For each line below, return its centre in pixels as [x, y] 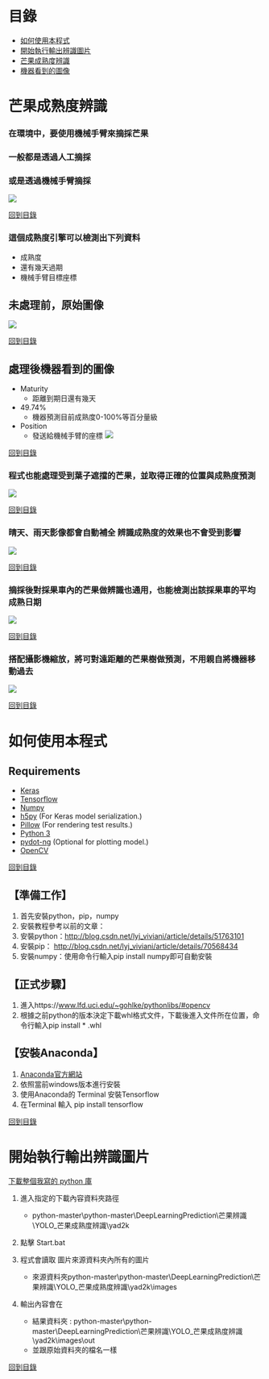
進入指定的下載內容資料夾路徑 [69, 1198]
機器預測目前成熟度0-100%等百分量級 [95, 417]
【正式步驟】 [40, 984]
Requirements [44, 771]
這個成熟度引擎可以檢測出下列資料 [74, 238]
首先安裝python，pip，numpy [69, 916]
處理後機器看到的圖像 [61, 369]
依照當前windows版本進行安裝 [70, 1084]
